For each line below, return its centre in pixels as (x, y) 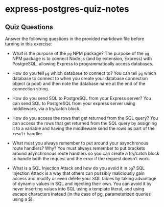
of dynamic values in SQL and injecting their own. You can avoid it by (82, 184)
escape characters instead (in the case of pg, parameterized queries (81, 194)
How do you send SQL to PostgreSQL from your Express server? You (82, 98)
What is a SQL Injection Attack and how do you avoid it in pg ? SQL (79, 168)
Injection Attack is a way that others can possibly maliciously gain (78, 173)
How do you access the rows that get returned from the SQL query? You (85, 118)
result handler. (27, 134)
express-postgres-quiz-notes (67, 9)
